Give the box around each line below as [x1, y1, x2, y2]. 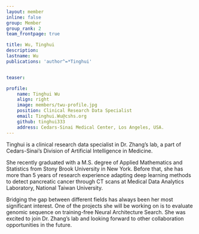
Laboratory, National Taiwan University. [6, 184, 103, 192]
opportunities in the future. [6, 221, 72, 228]
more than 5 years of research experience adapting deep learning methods [6, 171, 191, 178]
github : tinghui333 [17, 118, 66, 124]
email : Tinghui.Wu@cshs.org [17, 113, 87, 119]
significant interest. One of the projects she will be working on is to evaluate [6, 202, 193, 209]
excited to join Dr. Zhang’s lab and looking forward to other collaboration [6, 215, 184, 222]
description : [6, 47, 39, 54]
